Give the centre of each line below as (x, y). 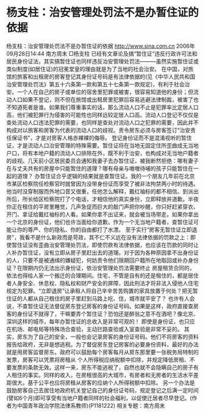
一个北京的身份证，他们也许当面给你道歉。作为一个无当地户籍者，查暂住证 (100, 222)
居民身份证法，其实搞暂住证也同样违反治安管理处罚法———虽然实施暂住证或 (103, 61)
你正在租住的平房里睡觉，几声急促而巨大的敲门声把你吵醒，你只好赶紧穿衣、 (103, 206)
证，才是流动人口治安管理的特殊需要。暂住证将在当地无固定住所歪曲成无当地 (103, 145)
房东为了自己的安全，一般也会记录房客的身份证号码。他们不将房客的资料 (108, 337)
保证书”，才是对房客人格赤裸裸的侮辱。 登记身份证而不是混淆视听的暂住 (102, 138)
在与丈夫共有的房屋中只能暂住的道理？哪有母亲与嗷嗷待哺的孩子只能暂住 (97, 168)
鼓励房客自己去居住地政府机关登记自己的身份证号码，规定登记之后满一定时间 (103, 390)
